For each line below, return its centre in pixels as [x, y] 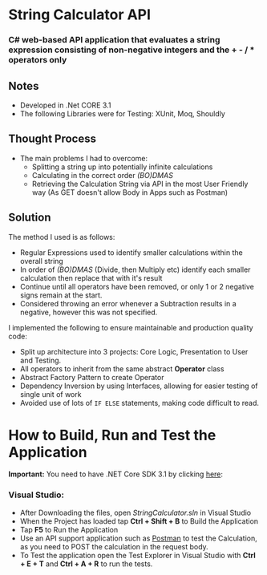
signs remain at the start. [61, 295]
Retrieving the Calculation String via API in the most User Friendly [140, 184]
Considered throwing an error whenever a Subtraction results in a [128, 303]
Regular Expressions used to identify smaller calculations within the [131, 252]
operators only [38, 60]
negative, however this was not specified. [89, 312]
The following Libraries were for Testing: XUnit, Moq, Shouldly [123, 113]
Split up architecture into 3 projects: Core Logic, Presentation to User [134, 351]
